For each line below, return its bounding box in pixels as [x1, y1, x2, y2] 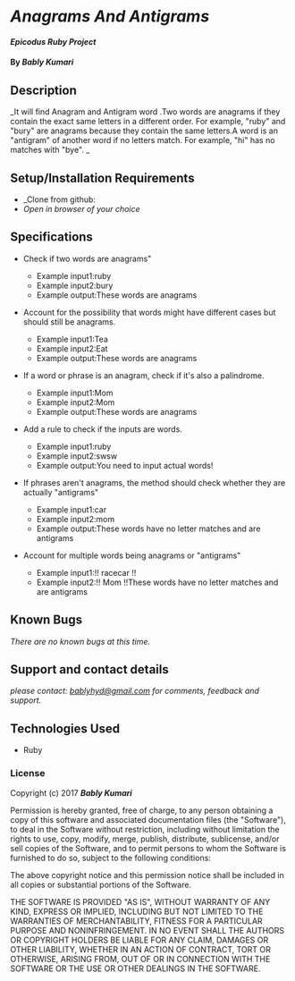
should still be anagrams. [22, 316, 116, 327]
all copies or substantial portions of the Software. [10, 879, 191, 890]
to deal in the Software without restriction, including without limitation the [10, 824, 280, 834]
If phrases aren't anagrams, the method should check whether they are [22, 477, 286, 488]
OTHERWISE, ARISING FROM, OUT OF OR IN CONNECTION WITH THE [10, 953, 271, 964]
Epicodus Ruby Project [10, 36, 97, 47]
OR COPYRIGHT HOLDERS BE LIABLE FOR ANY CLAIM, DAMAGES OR [10, 934, 269, 945]
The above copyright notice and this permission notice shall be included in [10, 869, 284, 880]
